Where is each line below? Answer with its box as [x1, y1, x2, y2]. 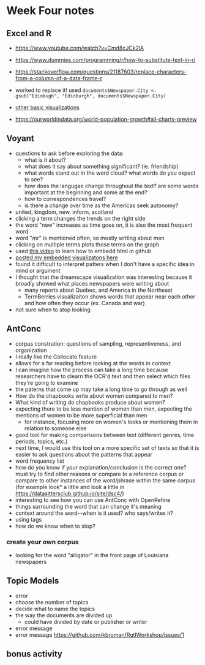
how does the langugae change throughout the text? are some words [24, 182, 199, 189]
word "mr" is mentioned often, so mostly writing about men [15, 234, 165, 241]
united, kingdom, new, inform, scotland [15, 208, 114, 215]
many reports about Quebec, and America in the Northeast [24, 286, 173, 294]
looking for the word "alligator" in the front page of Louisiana [15, 551, 169, 558]
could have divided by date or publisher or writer [24, 618, 147, 625]
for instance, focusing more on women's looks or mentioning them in [24, 418, 198, 425]
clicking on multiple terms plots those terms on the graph [15, 240, 160, 248]
